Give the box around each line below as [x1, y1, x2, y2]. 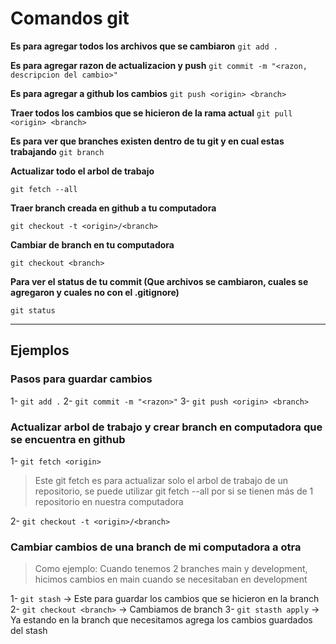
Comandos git [10, 7, 130, 30]
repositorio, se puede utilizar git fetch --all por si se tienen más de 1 [34, 485, 314, 497]
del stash [10, 625, 48, 637]
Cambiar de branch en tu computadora [10, 238, 175, 251]
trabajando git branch [10, 145, 105, 157]
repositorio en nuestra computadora [34, 495, 184, 507]
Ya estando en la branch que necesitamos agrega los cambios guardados [10, 614, 313, 626]
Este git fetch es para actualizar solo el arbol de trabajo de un [34, 474, 289, 486]
